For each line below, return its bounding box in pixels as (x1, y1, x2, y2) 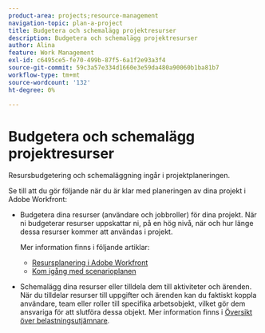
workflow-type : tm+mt (8, 71, 81, 79)
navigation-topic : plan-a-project (8, 19, 124, 27)
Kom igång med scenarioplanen (31, 267, 137, 276)
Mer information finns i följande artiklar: (19, 243, 150, 252)
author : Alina (8, 42, 56, 50)
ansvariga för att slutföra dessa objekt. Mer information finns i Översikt (19, 307, 253, 317)
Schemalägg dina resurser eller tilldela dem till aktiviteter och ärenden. (19, 282, 252, 291)
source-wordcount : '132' (8, 78, 91, 86)
